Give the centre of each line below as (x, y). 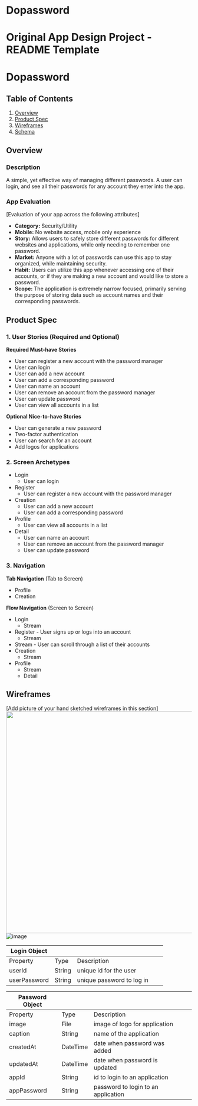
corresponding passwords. (47, 301)
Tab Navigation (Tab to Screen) (45, 578)
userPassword (29, 980)
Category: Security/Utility (46, 226)
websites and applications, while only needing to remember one (92, 245)
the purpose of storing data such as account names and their (89, 295)
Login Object (29, 951)
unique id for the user (107, 971)
